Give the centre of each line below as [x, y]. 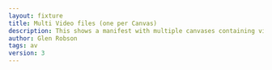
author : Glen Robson [43, 38]
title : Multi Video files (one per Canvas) [83, 23]
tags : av [23, 46]
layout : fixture [36, 16]
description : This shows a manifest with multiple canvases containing [132, 31]
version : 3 [27, 53]
